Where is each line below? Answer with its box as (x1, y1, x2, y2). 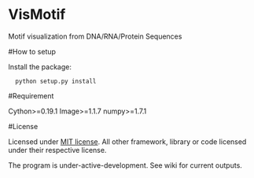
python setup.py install (15, 77, 97, 85)
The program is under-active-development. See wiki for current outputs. (8, 160, 242, 170)
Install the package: (8, 61, 72, 72)
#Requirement (8, 91, 54, 100)
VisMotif (8, 6, 66, 24)
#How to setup (8, 46, 57, 56)
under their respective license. (8, 145, 107, 154)
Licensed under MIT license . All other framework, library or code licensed (8, 136, 247, 146)
